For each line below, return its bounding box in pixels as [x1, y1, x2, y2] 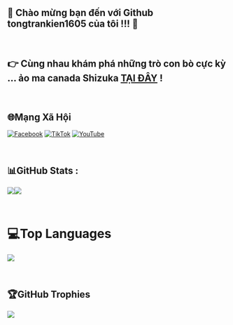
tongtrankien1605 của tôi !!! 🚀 [7, 18, 139, 30]
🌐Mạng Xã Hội [7, 112, 71, 124]
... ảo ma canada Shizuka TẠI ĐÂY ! [7, 72, 163, 84]
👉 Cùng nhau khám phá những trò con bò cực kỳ [7, 58, 226, 70]
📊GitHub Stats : [7, 164, 79, 176]
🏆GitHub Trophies [7, 288, 91, 300]
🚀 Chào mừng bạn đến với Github [7, 7, 154, 19]
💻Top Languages [7, 226, 112, 242]
